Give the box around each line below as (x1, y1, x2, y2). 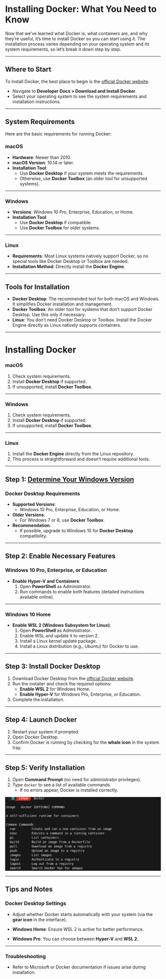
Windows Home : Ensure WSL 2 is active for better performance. (12, 926, 144, 932)
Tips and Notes (5, 885, 53, 894)
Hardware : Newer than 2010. (12, 154, 72, 160)
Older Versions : (12, 512, 45, 518)
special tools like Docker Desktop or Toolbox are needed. (12, 258, 129, 264)
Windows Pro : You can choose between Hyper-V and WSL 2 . (12, 936, 139, 942)
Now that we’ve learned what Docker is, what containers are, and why (5, 30, 148, 36)
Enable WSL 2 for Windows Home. (19, 686, 90, 692)
